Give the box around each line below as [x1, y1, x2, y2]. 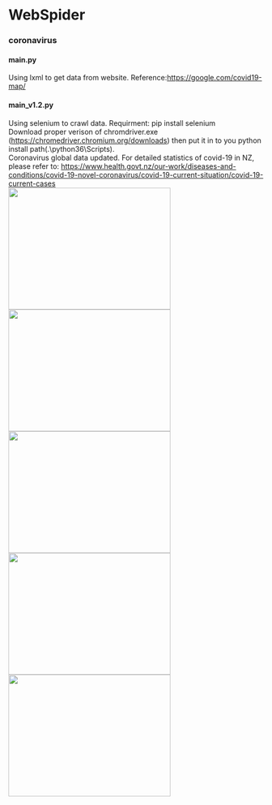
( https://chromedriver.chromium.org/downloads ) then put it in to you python [8, 136, 261, 145]
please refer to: [8, 161, 59, 171]
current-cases [8, 179, 56, 188]
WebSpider [8, 6, 86, 24]
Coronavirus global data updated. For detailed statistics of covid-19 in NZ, [8, 153, 255, 162]
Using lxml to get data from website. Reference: [8, 73, 168, 83]
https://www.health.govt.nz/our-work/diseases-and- [60, 161, 236, 171]
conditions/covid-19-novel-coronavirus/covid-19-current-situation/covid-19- [8, 170, 264, 179]
